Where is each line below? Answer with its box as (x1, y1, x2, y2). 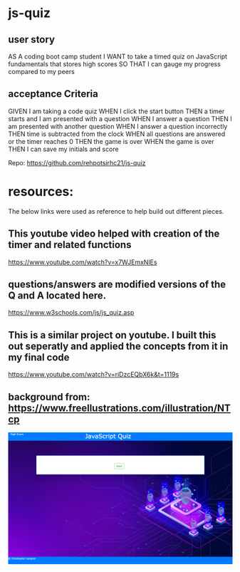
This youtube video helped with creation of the (8, 228, 220, 240)
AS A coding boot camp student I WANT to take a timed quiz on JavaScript (8, 52, 227, 61)
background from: (8, 390, 90, 403)
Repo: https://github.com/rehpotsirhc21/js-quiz (8, 158, 146, 167)
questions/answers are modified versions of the (8, 278, 226, 290)
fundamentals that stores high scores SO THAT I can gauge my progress (8, 60, 221, 68)
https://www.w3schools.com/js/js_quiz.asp (8, 308, 135, 317)
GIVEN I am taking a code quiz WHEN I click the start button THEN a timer (8, 107, 225, 115)
